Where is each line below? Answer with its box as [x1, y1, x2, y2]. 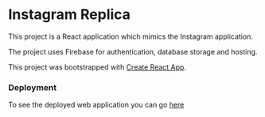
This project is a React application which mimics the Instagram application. [8, 32, 253, 41]
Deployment [8, 81, 57, 92]
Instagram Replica [8, 6, 131, 24]
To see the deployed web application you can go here [8, 100, 185, 110]
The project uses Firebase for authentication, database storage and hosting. [8, 47, 258, 56]
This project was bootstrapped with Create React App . [8, 62, 187, 72]
